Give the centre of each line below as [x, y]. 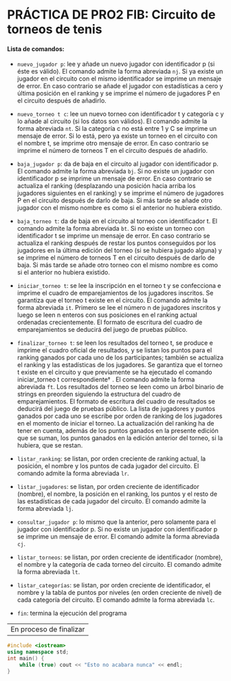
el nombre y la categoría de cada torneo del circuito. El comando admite [119, 565]
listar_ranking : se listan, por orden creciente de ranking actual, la [111, 459]
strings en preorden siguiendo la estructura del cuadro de [99, 394]
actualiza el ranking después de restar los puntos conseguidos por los [117, 243]
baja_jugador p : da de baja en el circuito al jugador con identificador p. [118, 164]
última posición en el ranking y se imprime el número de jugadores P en [118, 94]
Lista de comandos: [36, 49]
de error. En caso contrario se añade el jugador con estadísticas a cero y [120, 86]
